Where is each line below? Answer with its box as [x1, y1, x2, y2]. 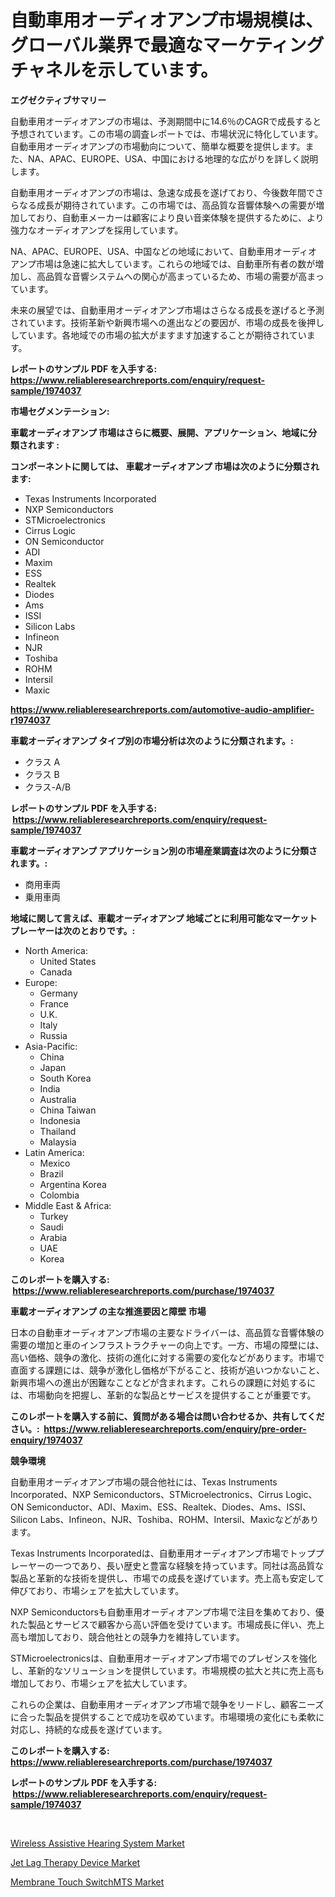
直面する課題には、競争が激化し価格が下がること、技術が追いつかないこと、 [10, 1364, 325, 1376]
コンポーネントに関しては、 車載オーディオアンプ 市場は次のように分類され [10, 460, 320, 472]
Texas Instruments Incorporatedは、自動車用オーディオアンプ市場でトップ [10, 1547, 316, 1559]
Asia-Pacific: [24, 1040, 78, 1052]
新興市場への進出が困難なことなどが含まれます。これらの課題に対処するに [10, 1376, 317, 1388]
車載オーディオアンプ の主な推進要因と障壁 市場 [10, 1305, 207, 1317]
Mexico [39, 1157, 71, 1169]
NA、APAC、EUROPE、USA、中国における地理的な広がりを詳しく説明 [27, 152, 319, 165]
